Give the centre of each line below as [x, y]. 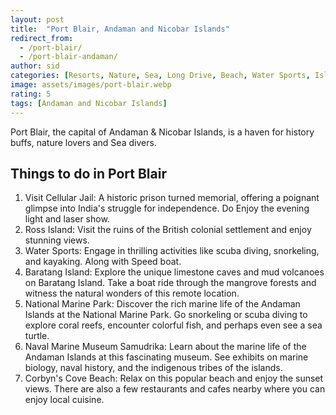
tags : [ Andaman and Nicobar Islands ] [89, 103]
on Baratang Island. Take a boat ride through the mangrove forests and [170, 283]
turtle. [37, 336]
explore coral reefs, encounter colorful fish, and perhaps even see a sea [173, 325]
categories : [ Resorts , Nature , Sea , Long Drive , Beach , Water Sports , [160, 76]
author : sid [35, 66]
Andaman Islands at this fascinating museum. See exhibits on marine [166, 357]
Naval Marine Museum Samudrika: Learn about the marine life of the [165, 347]
